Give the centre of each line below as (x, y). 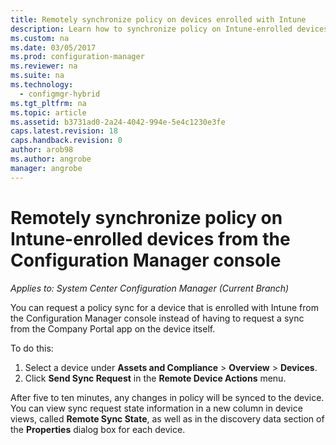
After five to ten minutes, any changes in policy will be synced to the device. (167, 397)
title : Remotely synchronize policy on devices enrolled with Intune (158, 19)
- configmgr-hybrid (60, 94)
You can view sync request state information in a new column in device (156, 408)
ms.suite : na (37, 76)
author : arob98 (42, 150)
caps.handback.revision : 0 (66, 141)
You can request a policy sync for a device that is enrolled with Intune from (164, 307)
